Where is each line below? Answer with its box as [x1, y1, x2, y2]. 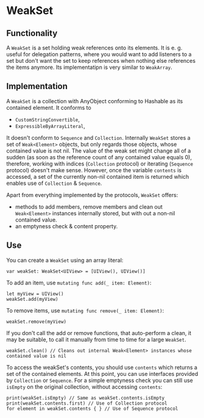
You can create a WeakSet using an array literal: [6, 256, 124, 264]
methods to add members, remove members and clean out [15, 203, 163, 211]
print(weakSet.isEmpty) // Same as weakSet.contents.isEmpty [6, 395, 165, 401]
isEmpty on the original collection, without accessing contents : [6, 383, 163, 391]
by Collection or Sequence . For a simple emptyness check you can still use [6, 377, 193, 384]
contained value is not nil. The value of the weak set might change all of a [6, 147, 191, 154]
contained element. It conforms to [6, 104, 91, 111]
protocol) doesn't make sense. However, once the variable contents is [6, 166, 181, 174]
